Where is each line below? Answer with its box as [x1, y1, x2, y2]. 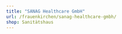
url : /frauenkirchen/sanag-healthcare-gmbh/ [6, 14, 117, 20]
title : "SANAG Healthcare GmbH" [6, 8, 85, 14]
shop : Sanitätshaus [6, 19, 54, 25]
